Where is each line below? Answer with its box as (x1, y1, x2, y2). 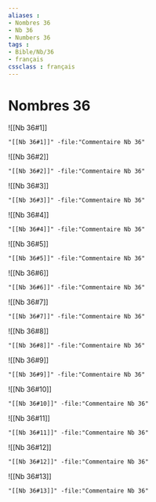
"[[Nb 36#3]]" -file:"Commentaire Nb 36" (8, 196, 146, 204)
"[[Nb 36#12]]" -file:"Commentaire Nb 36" (8, 458, 149, 466)
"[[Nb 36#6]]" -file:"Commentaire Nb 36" (8, 283, 146, 292)
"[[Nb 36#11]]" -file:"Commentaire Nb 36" (8, 429, 149, 437)
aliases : (8, 11, 41, 20)
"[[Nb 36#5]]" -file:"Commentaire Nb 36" (8, 254, 146, 262)
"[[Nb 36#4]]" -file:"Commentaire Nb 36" (8, 225, 146, 233)
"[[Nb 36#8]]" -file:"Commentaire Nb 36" (8, 341, 146, 349)
